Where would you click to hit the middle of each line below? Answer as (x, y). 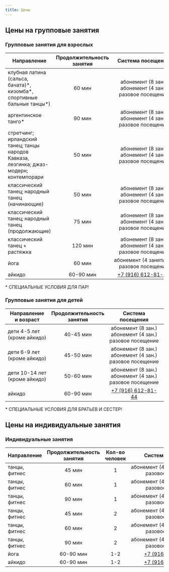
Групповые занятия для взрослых (49, 44)
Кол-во (115, 453)
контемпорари (26, 177)
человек (115, 459)
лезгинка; (20, 164)
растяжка (20, 252)
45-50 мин (78, 355)
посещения (134, 320)
